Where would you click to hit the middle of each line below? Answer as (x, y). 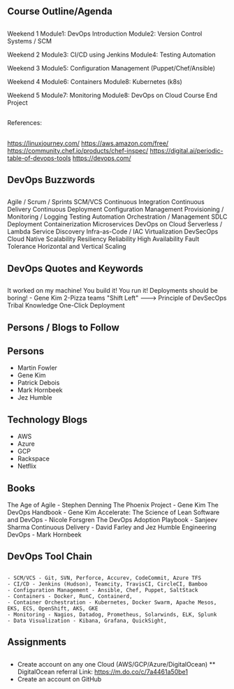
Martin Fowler (37, 368)
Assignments (37, 642)
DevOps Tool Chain (50, 557)
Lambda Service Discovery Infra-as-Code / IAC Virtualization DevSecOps (113, 232)
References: (24, 123)
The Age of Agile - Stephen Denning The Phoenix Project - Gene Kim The (113, 505)
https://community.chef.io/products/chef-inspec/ (78, 150)
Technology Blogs (47, 420)
